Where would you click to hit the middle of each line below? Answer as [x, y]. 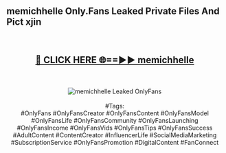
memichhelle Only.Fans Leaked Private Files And [113, 11]
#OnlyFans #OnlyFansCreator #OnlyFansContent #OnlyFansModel [115, 113]
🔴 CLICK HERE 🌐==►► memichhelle [115, 60]
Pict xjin [24, 22]
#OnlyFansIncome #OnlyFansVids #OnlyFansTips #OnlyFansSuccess [115, 128]
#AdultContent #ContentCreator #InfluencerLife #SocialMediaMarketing [115, 135]
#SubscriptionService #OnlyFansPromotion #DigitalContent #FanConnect [115, 142]
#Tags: [115, 106]
